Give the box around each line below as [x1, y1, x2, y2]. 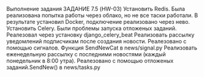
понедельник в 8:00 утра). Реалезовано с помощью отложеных [6, 57, 174, 64]
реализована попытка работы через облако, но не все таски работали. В [6, 12, 198, 19]
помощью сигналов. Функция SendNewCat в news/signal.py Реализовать [6, 44, 198, 51]
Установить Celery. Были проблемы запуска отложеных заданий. [6, 24, 177, 32]
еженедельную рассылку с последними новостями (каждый [6, 51, 166, 57]
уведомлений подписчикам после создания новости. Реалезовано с [6, 38, 187, 45]
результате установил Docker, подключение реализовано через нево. [6, 18, 190, 25]
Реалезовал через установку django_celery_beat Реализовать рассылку [6, 31, 195, 38]
